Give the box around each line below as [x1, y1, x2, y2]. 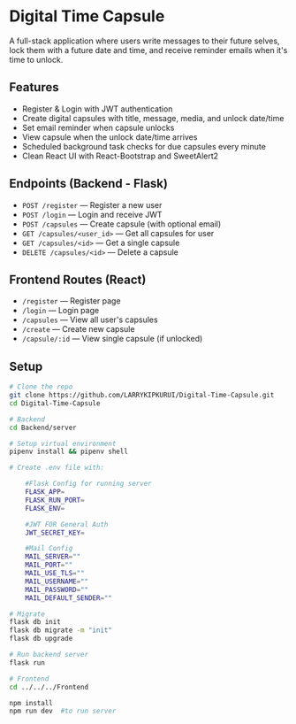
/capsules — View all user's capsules [21, 314, 158, 325]
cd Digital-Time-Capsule [9, 398, 101, 408]
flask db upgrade [9, 635, 73, 643]
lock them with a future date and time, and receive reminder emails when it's [9, 44, 288, 55]
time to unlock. [9, 54, 64, 65]
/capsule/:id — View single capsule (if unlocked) [21, 334, 203, 344]
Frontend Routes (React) [9, 272, 147, 287]
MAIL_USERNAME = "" [25, 577, 89, 586]
